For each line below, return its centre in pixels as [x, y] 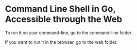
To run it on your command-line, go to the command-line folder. [69, 33]
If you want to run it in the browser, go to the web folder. [61, 42]
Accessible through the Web [64, 19]
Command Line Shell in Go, [60, 9]
